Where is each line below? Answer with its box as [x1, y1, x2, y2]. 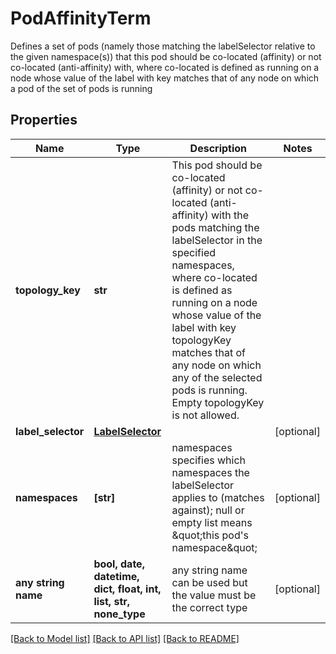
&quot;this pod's [171, 528, 249, 542]
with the [211, 208, 249, 222]
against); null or [171, 503, 245, 517]
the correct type [171, 600, 248, 614]
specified [171, 245, 217, 259]
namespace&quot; [171, 540, 258, 554]
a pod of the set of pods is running [10, 82, 153, 94]
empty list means [171, 515, 253, 529]
